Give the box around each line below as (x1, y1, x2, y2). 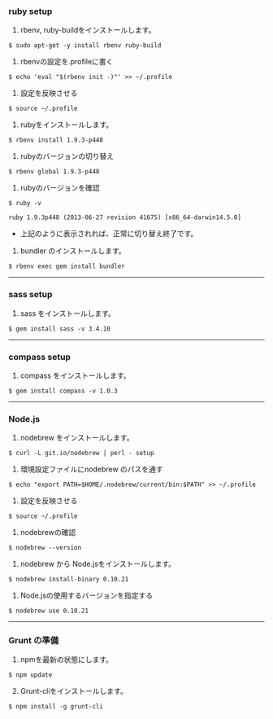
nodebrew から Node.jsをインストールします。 (19, 559, 176, 569)
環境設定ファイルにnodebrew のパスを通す (19, 464, 164, 474)
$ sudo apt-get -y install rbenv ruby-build (8, 42, 162, 50)
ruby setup (8, 6, 53, 17)
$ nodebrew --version (8, 544, 82, 552)
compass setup (8, 351, 71, 362)
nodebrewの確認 (19, 528, 76, 537)
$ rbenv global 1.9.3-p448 (8, 168, 100, 176)
